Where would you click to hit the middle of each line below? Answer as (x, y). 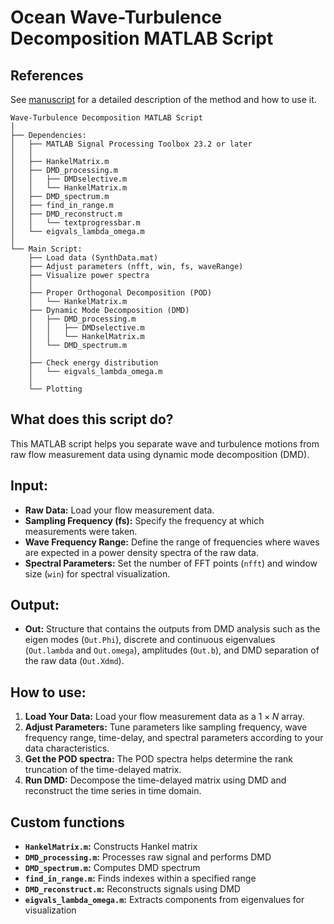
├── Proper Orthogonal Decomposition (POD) (120, 293)
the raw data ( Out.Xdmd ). (74, 661)
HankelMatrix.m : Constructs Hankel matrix (111, 847)
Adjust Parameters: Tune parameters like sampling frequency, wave (166, 727)
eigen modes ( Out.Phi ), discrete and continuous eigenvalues (150, 640)
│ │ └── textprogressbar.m (75, 223)
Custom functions (67, 822)
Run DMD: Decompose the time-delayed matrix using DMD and (155, 780)
